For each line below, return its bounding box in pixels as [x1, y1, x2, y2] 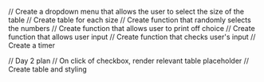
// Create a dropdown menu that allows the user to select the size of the [8, 7, 245, 16]
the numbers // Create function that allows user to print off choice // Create [8, 24, 255, 33]
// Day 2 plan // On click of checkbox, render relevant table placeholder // [8, 56, 250, 65]
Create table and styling [8, 64, 88, 74]
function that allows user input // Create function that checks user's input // [8, 32, 256, 41]
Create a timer [8, 41, 56, 50]
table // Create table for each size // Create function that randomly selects [8, 15, 251, 25]
